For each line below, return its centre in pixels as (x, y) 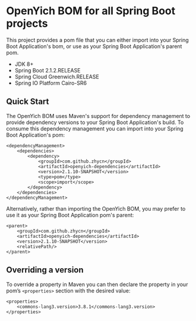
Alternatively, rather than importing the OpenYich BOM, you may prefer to (96, 208)
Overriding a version (45, 270)
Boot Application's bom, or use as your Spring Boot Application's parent (94, 46)
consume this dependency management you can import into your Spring (95, 128)
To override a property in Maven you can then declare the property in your (97, 284)
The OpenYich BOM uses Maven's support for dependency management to (98, 116)
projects (27, 23)
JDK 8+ (24, 64)
